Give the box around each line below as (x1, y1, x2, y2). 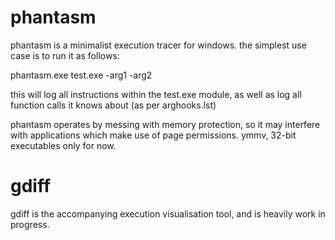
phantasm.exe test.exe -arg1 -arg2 (10, 69, 153, 81)
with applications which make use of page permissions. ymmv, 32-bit (10, 129, 297, 141)
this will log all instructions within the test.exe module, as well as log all (10, 88, 302, 100)
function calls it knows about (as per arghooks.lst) (10, 99, 217, 111)
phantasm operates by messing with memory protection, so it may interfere (10, 118, 321, 130)
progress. (10, 218, 50, 230)
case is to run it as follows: (10, 49, 120, 61)
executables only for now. (10, 139, 117, 151)
